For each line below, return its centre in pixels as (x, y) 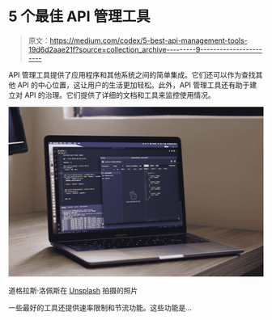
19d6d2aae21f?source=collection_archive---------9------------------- (145, 49)
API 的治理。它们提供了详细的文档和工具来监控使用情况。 (120, 95)
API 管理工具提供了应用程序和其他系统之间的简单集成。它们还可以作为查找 (132, 74)
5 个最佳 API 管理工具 (80, 17)
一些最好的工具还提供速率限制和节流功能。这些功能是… (100, 307)
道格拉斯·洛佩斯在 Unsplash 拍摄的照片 (73, 290)
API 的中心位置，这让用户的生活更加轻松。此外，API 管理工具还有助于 (134, 85)
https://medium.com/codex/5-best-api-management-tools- (149, 40)
